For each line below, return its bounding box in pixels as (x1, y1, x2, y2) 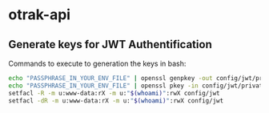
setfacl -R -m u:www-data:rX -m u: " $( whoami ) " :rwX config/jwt (8, 89, 220, 97)
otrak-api (8, 6, 70, 24)
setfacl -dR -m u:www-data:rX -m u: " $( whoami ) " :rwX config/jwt (8, 96, 224, 105)
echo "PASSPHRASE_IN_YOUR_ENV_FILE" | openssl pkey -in (8, 82, 199, 90)
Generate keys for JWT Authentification (8, 38, 212, 51)
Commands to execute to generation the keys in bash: (8, 59, 187, 68)
